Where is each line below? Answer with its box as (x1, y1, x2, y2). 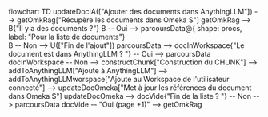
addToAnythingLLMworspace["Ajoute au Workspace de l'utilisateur (8, 75, 230, 84)
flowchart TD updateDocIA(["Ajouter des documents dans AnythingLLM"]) (8, 7, 254, 16)
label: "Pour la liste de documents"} (8, 32, 126, 41)
